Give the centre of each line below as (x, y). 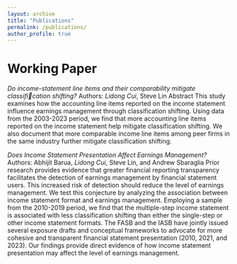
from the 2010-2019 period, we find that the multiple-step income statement (118, 208)
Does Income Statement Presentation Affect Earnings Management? (107, 155)
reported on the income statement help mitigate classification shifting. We (115, 126)
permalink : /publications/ (47, 27)
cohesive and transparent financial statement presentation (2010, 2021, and (117, 238)
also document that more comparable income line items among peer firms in (118, 134)
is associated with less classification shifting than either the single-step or (115, 215)
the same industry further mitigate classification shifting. (89, 141)
